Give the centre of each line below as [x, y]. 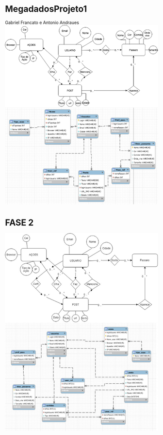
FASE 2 [19, 222]
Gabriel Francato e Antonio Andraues [42, 22]
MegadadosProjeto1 [46, 9]
